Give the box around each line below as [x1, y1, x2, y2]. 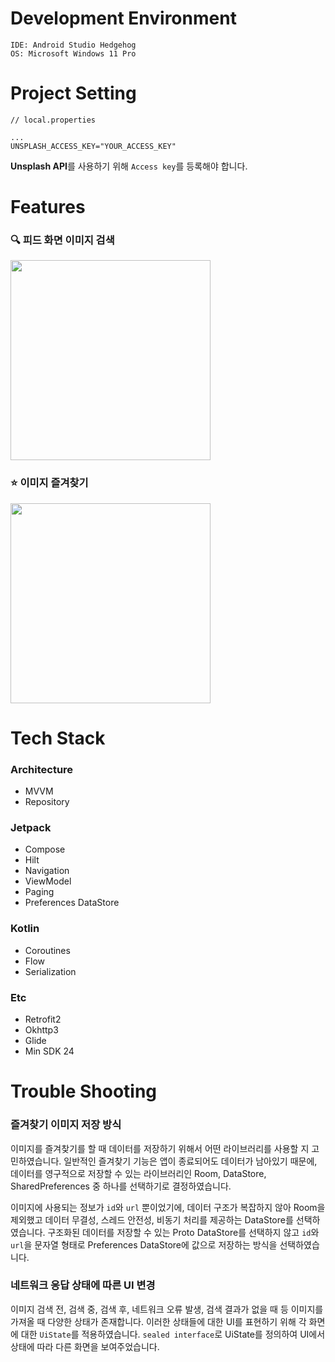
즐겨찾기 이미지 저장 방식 [10, 1118, 122, 1132]
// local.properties [10, 115, 97, 125]
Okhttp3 [24, 1024, 59, 1036]
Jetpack [10, 821, 52, 835]
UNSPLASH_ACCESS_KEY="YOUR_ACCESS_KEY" [10, 141, 177, 151]
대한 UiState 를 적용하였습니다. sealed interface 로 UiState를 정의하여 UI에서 [20, 1328, 326, 1340]
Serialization [24, 965, 77, 977]
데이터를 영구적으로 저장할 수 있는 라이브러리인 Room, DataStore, [10, 1167, 267, 1179]
